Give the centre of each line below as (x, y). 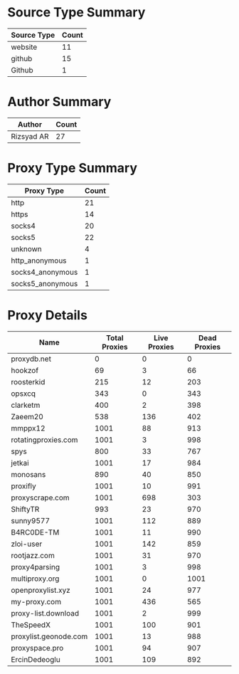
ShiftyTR (25, 509)
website (24, 47)
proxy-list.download (45, 613)
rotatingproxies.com (44, 440)
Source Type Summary (76, 12)
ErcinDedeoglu (36, 659)
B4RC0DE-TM (35, 532)
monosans (28, 474)
